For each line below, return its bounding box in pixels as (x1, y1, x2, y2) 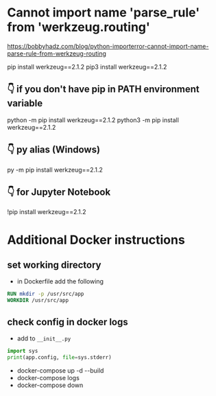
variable (7, 97, 43, 109)
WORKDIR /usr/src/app (7, 297, 69, 304)
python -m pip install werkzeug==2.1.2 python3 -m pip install (7, 115, 180, 124)
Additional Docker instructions (7, 232, 185, 248)
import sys (7, 347, 38, 354)
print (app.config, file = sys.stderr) (7, 353, 112, 361)
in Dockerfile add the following (16, 277, 104, 286)
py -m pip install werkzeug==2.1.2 (7, 165, 103, 174)
